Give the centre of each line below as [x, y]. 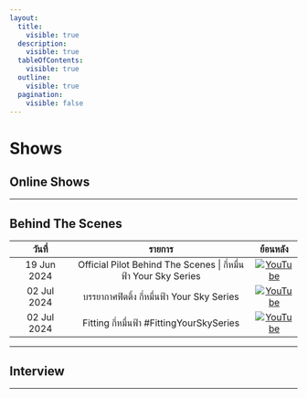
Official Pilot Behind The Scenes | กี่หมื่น [161, 264]
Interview [37, 371]
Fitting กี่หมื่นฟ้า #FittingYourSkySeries [161, 323]
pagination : [41, 94]
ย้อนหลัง [275, 250]
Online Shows [50, 182]
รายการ [161, 250]
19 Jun [41, 264]
